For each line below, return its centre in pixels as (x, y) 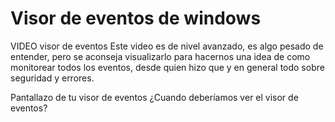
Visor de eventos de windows (136, 18)
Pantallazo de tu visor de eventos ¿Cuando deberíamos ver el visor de (154, 97)
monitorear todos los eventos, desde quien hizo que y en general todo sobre (167, 67)
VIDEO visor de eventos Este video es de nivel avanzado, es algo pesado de (167, 46)
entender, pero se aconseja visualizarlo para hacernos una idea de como (160, 56)
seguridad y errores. (52, 78)
